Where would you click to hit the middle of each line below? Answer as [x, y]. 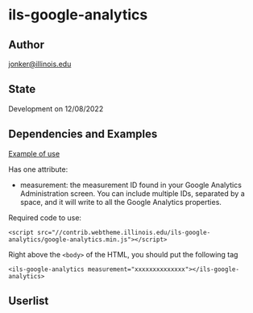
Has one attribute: [38, 169]
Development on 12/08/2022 [56, 109]
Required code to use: [45, 217]
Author [26, 45]
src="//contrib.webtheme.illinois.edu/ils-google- [124, 232]
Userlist [29, 301]
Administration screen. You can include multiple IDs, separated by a [132, 193]
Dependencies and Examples [83, 134]
